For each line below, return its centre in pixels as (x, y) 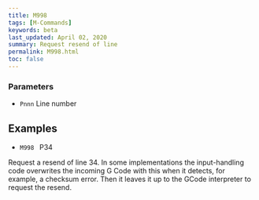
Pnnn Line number (48, 104)
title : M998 (28, 15)
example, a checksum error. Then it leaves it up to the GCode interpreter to (130, 179)
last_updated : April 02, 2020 (58, 37)
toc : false (26, 60)
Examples (33, 128)
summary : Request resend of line (63, 45)
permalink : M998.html (44, 52)
